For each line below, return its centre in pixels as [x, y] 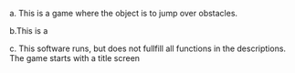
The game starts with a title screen [74, 58]
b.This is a [29, 31]
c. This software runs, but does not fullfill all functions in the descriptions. [147, 48]
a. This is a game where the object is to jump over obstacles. [124, 13]
